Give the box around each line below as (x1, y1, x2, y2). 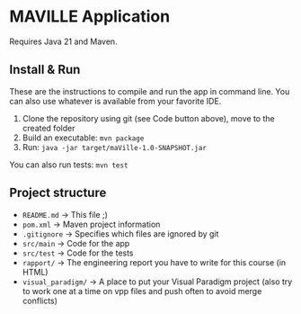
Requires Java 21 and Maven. (9, 36, 119, 47)
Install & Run (9, 62, 81, 77)
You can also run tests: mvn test (9, 159, 128, 170)
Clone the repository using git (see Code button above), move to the (22, 112, 276, 123)
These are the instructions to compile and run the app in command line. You (9, 85, 290, 96)
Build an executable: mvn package (22, 132, 145, 143)
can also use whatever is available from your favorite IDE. (9, 95, 222, 106)
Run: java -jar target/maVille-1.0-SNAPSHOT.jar (22, 141, 207, 152)
